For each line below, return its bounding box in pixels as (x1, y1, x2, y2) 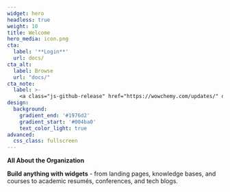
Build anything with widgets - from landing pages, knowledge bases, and (7, 169, 216, 178)
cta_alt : (7, 61, 32, 68)
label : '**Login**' (13, 49, 69, 56)
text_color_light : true (19, 125, 88, 132)
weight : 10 (7, 23, 38, 29)
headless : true (7, 16, 51, 23)
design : (7, 99, 29, 106)
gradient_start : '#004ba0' (19, 118, 97, 125)
